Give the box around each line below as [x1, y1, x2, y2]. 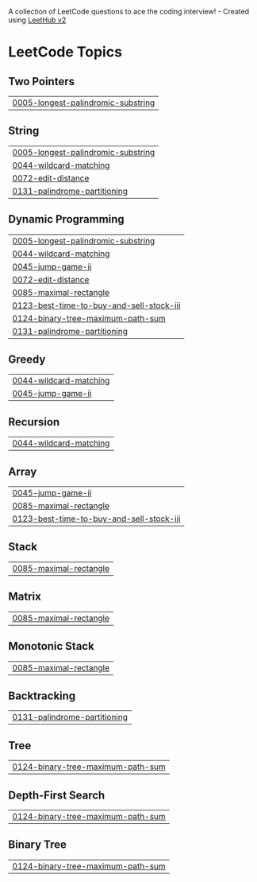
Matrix [8, 590, 41, 604]
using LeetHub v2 [8, 15, 67, 25]
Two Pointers [8, 75, 75, 88]
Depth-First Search [8, 788, 105, 802]
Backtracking [8, 689, 76, 702]
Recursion [8, 415, 60, 429]
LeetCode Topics [8, 43, 123, 61]
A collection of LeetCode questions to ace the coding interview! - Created [8, 7, 250, 16]
